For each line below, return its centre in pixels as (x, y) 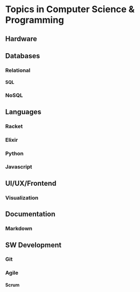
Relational (18, 70)
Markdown (19, 229)
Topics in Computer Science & (70, 9)
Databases (23, 56)
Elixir (12, 140)
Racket (14, 126)
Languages (23, 112)
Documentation (30, 214)
